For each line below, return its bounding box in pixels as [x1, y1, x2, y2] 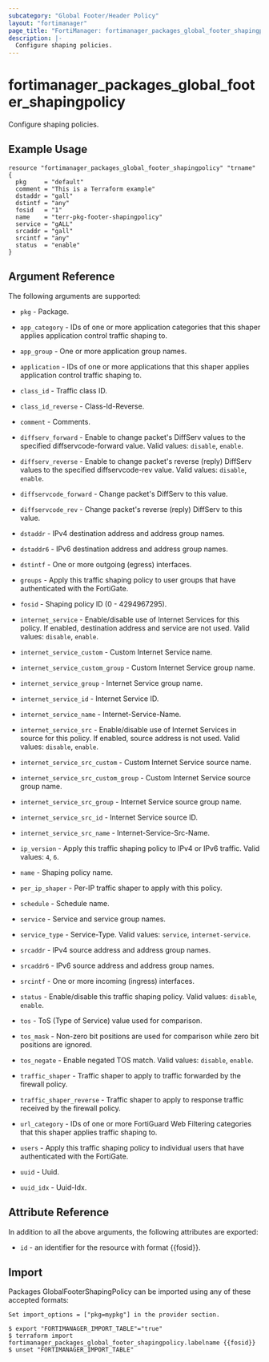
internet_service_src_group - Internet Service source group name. [19, 796, 242, 806]
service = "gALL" [15, 220, 74, 228]
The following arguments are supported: [8, 291, 142, 300]
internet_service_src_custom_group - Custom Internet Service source [19, 772, 251, 782]
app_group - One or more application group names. [19, 346, 187, 356]
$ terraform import [8, 1332, 74, 1340]
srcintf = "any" [15, 234, 70, 242]
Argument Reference [8, 270, 115, 284]
